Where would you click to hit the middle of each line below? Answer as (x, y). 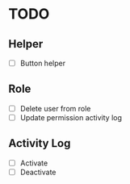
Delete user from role (55, 108)
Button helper (43, 63)
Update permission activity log (71, 117)
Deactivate (38, 172)
